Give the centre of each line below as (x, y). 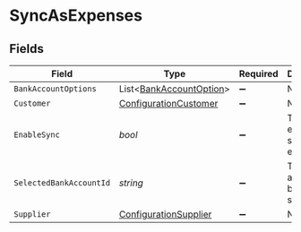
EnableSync (37, 135)
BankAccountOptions (55, 89)
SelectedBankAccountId (62, 183)
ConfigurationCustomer (168, 103)
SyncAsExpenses (76, 16)
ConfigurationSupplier (165, 214)
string (131, 183)
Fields (27, 49)
